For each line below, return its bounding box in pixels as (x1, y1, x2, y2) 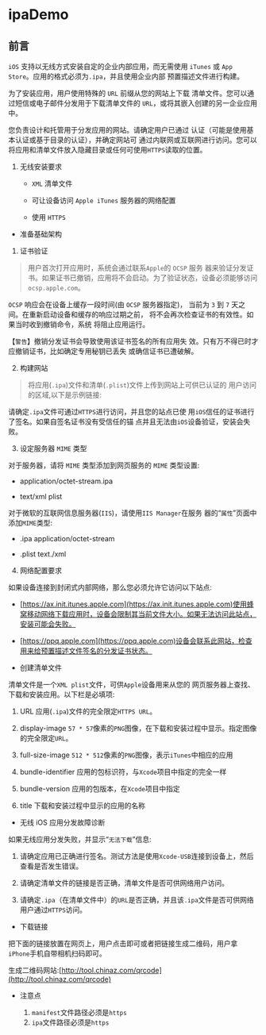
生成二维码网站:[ (8, 966, 62, 975)
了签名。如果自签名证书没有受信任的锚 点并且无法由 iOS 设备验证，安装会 (8, 417, 244, 426)
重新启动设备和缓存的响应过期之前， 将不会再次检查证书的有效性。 (29, 310, 247, 319)
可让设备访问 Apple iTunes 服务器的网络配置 (31, 196, 176, 205)
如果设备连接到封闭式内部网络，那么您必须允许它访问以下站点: (8, 583, 213, 592)
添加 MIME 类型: (8, 518, 53, 527)
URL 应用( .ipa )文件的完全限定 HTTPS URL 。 (19, 706, 157, 716)
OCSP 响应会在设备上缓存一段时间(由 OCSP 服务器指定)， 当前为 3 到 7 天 (8, 300, 239, 309)
